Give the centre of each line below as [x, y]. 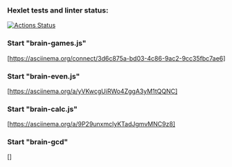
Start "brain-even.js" [44, 76]
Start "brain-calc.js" [42, 109]
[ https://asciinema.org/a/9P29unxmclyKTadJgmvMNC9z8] [91, 124]
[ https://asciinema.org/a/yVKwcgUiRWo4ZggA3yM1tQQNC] [92, 91]
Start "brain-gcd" [37, 142]
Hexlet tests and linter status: [58, 10]
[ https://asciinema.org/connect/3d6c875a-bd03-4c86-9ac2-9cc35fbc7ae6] [116, 58]
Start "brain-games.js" [47, 43]
